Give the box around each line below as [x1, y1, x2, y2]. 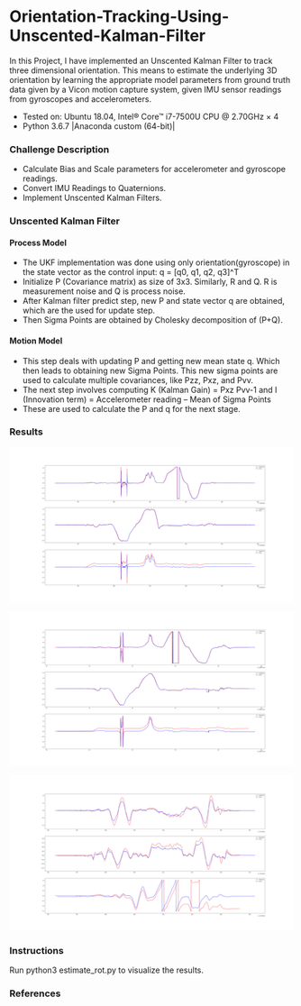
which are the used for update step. [22, 305, 156, 316]
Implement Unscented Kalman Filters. [22, 192, 162, 204]
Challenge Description [9, 142, 110, 155]
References [9, 987, 61, 1000]
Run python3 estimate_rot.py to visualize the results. [9, 965, 205, 975]
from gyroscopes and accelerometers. [9, 93, 151, 105]
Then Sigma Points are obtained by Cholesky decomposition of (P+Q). [22, 315, 284, 325]
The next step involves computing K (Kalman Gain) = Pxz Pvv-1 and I [22, 384, 278, 395]
